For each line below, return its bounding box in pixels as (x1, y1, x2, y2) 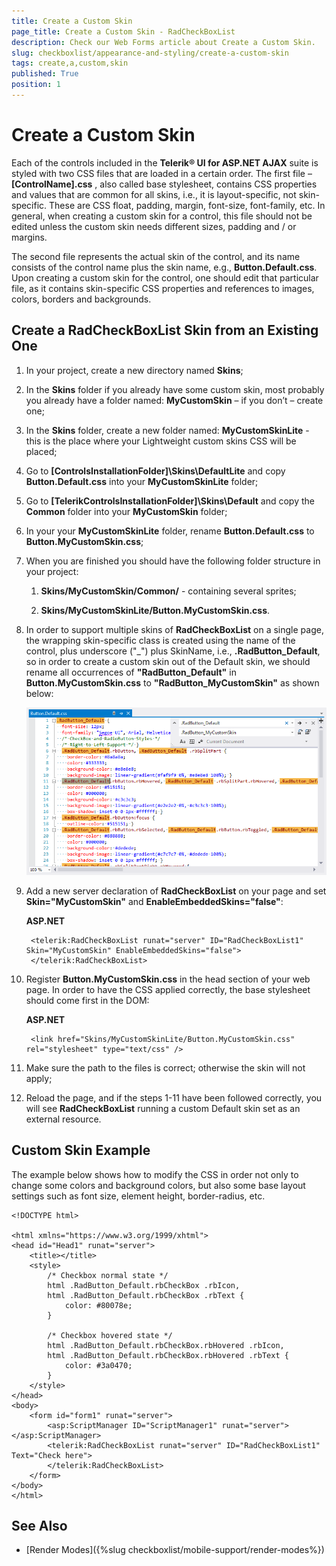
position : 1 (11, 80, 61, 90)
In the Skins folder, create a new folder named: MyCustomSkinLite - (25, 424, 310, 436)
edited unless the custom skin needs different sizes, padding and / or (11, 220, 297, 232)
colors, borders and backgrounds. (11, 293, 152, 305)
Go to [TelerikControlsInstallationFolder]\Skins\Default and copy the (25, 495, 315, 507)
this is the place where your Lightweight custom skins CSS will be (25, 435, 297, 447)
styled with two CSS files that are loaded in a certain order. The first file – (11, 167, 313, 179)
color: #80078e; (64, 1300, 133, 1310)
